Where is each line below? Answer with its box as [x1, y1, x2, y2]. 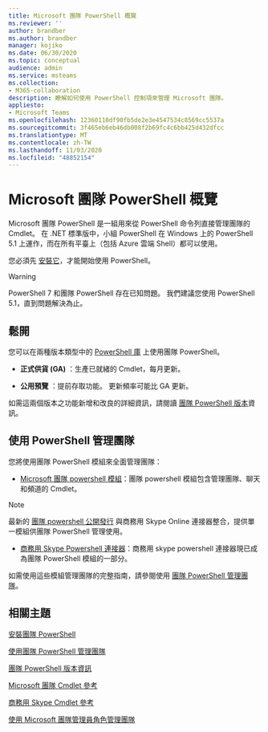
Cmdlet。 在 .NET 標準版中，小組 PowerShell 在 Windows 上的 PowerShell [8, 229, 254, 238]
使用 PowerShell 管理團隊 [8, 434, 135, 448]
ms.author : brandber [8, 34, 78, 43]
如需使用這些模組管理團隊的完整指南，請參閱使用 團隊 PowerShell [8, 571, 225, 580]
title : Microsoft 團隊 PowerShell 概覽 [8, 11, 137, 20]
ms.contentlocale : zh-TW [8, 138, 91, 147]
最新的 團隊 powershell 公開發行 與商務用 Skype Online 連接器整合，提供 [8, 516, 248, 526]
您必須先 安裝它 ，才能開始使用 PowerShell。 [8, 256, 155, 266]
